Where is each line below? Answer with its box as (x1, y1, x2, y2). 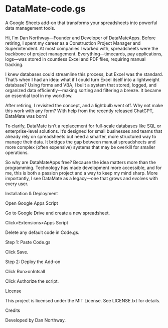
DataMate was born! (5, 113, 47, 119)
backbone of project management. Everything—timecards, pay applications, (5, 51, 163, 57)
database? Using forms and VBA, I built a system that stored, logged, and (5, 81, 157, 88)
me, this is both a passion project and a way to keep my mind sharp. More (5, 170, 158, 176)
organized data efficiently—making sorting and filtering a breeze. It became (5, 87, 161, 93)
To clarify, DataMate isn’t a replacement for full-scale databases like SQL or (5, 123, 161, 129)
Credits (5, 307, 21, 313)
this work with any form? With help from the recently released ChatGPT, (5, 108, 154, 114)
